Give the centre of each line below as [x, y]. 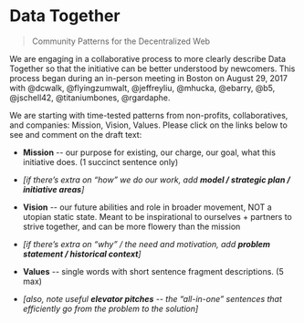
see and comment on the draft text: [76, 134]
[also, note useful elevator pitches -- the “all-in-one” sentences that [152, 298]
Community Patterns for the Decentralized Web [121, 41]
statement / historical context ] [82, 254]
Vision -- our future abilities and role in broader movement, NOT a [147, 207]
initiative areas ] [53, 189]
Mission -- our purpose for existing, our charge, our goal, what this [149, 152]
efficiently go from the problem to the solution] [110, 308]
